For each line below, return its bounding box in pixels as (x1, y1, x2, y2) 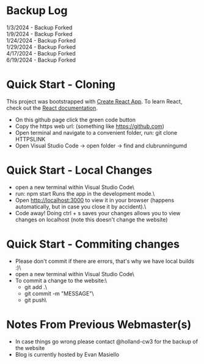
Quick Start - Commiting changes (6, 237, 180, 251)
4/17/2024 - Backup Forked (6, 49, 76, 57)
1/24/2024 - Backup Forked (6, 37, 76, 44)
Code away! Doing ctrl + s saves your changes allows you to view (15, 209, 181, 216)
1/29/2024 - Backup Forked (6, 43, 76, 51)
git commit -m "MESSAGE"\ (24, 290, 94, 297)
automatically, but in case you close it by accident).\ (15, 202, 147, 210)
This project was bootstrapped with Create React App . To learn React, (6, 98, 183, 105)
